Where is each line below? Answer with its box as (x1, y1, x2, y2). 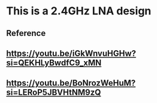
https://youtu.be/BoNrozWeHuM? (6, 78, 136, 88)
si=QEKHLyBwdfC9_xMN (6, 57, 102, 68)
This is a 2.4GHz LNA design (6, 4, 152, 18)
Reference (6, 28, 46, 38)
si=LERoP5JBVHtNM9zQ (6, 87, 101, 98)
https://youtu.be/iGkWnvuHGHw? (6, 48, 137, 58)
